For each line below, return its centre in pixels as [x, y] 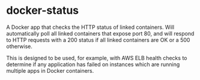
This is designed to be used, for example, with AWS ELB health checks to [97, 58]
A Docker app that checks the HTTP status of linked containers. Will [90, 27]
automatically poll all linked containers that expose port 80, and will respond [100, 33]
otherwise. [20, 46]
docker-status [43, 11]
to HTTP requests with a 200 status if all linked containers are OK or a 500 [98, 40]
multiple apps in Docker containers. [50, 70]
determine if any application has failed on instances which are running [93, 64]
